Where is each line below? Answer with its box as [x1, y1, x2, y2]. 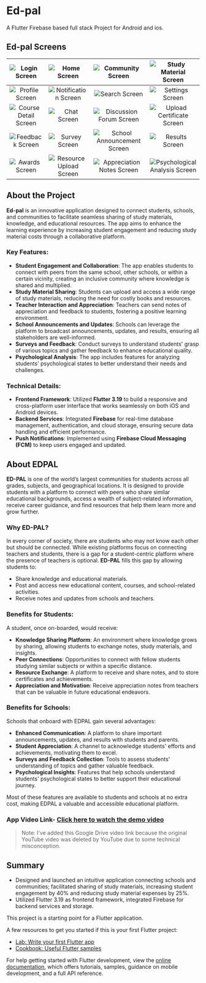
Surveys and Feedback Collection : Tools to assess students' [15, 755, 170, 763]
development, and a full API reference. [6, 969, 104, 977]
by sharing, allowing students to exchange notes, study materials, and [15, 642, 192, 650]
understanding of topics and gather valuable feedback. [15, 762, 154, 769]
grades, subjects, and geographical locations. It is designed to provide [6, 481, 184, 489]
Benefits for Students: [6, 610, 74, 619]
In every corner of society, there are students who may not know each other [6, 537, 199, 545]
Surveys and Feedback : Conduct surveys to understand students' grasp [15, 340, 199, 348]
